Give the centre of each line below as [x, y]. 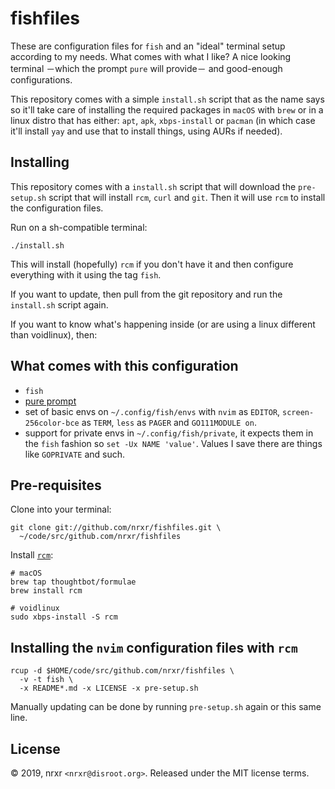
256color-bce [52, 423]
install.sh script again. [59, 304]
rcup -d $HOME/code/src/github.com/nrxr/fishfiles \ [122, 671]
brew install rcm [46, 591]
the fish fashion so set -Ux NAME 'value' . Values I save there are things [173, 443]
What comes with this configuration [124, 366]
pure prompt [50, 401]
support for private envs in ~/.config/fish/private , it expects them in [169, 433]
